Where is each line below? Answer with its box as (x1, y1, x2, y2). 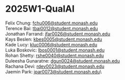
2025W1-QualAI (5, 3, 75, 15)
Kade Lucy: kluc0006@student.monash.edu (5, 41, 98, 47)
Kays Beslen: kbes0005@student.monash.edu (5, 36, 103, 42)
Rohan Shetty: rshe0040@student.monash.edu (5, 52, 104, 59)
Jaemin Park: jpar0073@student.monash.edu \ (5, 68, 102, 74)
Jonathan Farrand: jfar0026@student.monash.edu (5, 31, 110, 37)
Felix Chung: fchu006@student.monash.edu (5, 20, 98, 26)
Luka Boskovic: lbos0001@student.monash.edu (5, 47, 105, 53)
